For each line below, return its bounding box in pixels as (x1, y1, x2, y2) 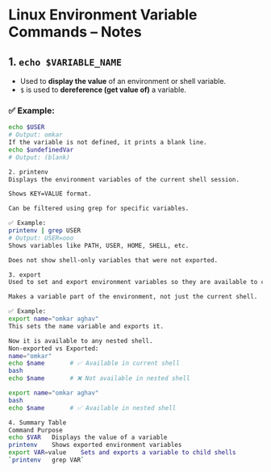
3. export (8, 270, 42, 279)
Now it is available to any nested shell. (8, 336, 153, 345)
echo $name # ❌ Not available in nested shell (8, 374, 190, 382)
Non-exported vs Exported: (8, 345, 99, 353)
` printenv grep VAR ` (8, 456, 85, 465)
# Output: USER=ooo (8, 234, 74, 242)
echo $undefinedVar (8, 145, 74, 154)
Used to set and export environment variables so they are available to (8, 278, 258, 286)
